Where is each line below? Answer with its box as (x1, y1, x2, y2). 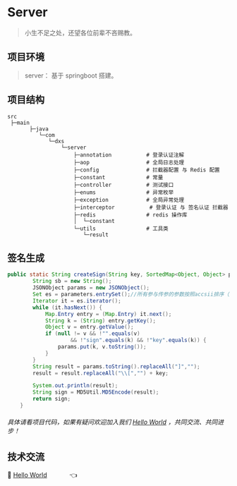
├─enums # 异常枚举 (73, 188, 174, 196)
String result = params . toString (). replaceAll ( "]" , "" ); (32, 363, 200, 370)
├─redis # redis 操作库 (73, 211, 188, 219)
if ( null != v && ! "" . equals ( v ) (44, 330, 140, 337)
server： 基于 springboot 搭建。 (24, 71, 118, 80)
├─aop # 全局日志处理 (73, 159, 185, 166)
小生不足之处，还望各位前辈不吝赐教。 (24, 28, 136, 37)
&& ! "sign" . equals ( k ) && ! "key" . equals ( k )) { (70, 336, 207, 344)
